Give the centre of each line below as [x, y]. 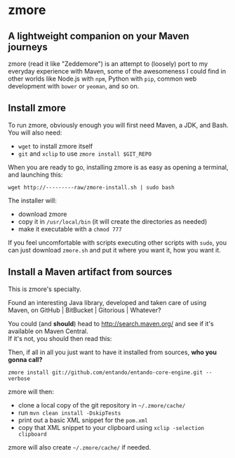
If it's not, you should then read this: [60, 338]
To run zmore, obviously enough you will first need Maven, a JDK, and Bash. [118, 125]
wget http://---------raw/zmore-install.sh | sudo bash [91, 187]
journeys [28, 47]
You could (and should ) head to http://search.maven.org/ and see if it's [111, 323]
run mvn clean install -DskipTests [69, 412]
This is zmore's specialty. [45, 289]
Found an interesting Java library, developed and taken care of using [107, 302]
